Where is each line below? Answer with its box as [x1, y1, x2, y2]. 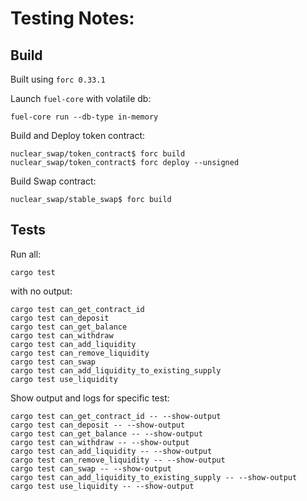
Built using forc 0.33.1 [10, 73, 106, 85]
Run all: [10, 248, 42, 260]
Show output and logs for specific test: [10, 392, 170, 404]
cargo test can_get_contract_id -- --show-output [10, 411, 222, 421]
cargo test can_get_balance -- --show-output [10, 428, 203, 439]
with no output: [10, 285, 73, 297]
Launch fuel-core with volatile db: [10, 93, 152, 104]
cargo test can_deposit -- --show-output [10, 420, 186, 430]
